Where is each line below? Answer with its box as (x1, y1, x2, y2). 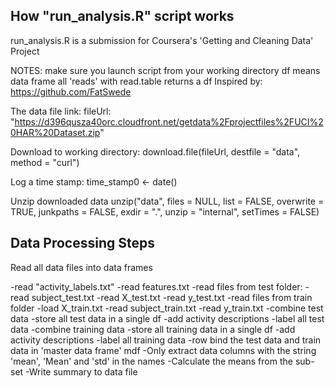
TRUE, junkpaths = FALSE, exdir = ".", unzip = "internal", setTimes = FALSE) (10, 205, 320, 218)
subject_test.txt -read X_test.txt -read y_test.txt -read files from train (31, 291, 313, 303)
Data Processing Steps (10, 235, 155, 252)
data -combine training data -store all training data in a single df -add (10, 323, 296, 335)
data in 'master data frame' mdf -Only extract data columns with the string (10, 344, 317, 356)
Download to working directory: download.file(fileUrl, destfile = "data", (10, 145, 301, 158)
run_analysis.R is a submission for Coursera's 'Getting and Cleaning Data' (10, 34, 314, 46)
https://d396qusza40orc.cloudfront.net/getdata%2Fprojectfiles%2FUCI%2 (14, 115, 324, 128)
